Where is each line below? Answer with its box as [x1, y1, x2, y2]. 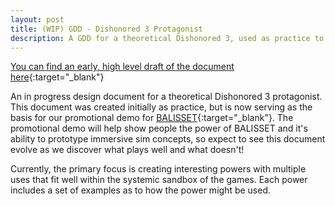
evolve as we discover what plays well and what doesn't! [10, 144, 245, 156]
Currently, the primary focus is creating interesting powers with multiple [10, 163, 307, 175]
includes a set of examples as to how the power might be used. [10, 184, 272, 196]
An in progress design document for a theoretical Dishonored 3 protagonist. [10, 91, 323, 103]
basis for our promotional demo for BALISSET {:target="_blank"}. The [10, 112, 294, 124]
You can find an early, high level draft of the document [10, 61, 235, 73]
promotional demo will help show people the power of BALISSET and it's [10, 122, 308, 135]
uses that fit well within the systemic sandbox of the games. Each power [10, 174, 308, 186]
